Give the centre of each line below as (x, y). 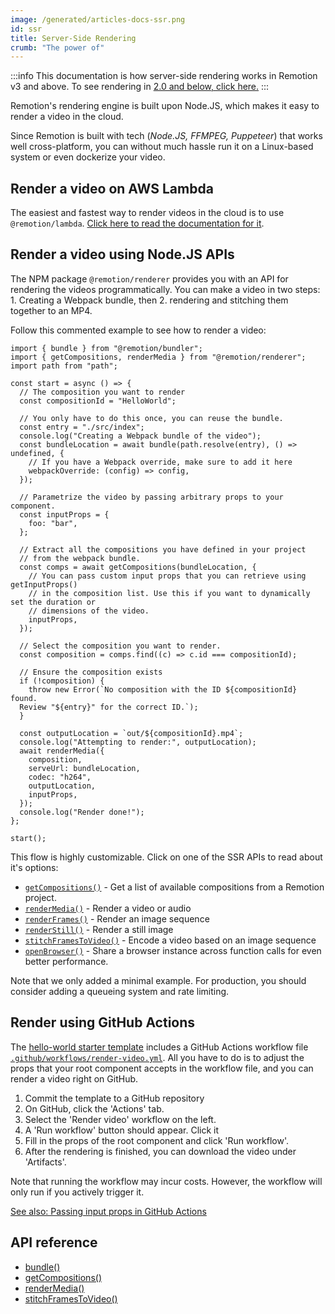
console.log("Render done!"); (82, 812)
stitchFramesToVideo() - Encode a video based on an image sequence (170, 940)
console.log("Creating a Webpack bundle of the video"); (140, 436)
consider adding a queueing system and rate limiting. (120, 991)
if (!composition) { (62, 681)
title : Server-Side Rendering (73, 38)
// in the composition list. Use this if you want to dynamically (169, 593)
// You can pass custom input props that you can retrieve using (167, 576)
